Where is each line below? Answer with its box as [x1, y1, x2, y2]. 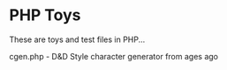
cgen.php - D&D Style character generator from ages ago [9, 51, 219, 61]
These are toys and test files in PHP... [9, 34, 146, 45]
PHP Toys [9, 5, 81, 25]
